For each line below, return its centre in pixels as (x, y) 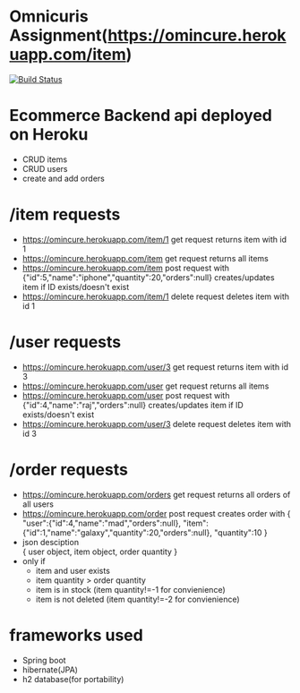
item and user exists (73, 570)
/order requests (69, 470)
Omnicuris (49, 17)
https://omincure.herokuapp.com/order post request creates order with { (156, 513)
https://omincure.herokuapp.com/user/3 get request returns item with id (155, 367)
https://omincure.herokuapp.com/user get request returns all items (146, 386)
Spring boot (44, 660)
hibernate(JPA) (50, 670)
